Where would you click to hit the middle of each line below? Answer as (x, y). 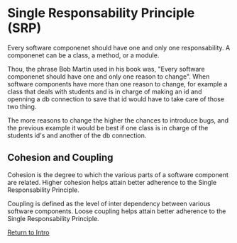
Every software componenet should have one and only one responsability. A (119, 47)
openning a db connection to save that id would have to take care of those (116, 99)
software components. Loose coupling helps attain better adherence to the (117, 211)
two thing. (22, 106)
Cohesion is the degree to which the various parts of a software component (118, 174)
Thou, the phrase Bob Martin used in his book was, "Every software (106, 69)
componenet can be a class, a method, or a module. (83, 55)
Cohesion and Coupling (60, 158)
